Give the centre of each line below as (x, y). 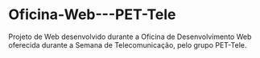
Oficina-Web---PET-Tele (92, 15)
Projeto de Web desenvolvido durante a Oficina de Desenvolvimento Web (130, 37)
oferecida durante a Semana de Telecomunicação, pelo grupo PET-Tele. (128, 44)
